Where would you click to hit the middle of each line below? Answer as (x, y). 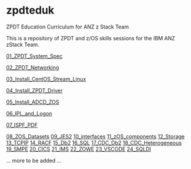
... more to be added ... (34, 160)
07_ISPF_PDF (22, 125)
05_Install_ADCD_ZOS (33, 102)
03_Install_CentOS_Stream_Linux (46, 79)
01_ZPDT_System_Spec (35, 56)
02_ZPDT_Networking (33, 67)
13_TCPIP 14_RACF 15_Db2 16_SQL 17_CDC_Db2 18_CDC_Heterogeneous (94, 142)
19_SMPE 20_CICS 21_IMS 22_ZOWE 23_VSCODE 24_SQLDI (79, 149)
